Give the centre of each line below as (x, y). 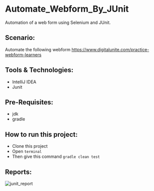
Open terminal (27, 152)
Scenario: (20, 38)
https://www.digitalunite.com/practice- (110, 49)
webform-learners (23, 55)
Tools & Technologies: (39, 70)
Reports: (18, 172)
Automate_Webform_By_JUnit (67, 9)
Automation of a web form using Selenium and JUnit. (58, 22)
